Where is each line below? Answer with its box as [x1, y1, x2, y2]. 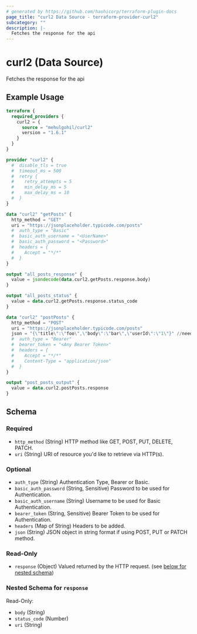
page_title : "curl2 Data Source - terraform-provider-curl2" [6, 14, 159, 20]
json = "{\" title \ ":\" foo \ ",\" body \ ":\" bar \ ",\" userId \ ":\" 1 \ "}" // [11, 331, 182, 337]
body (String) [14, 609, 45, 616]
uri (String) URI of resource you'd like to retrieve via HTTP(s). [14, 450, 164, 457]
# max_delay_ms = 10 [11, 190, 69, 196]
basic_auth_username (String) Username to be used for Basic [14, 497, 161, 504]
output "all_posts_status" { [6, 293, 77, 299]
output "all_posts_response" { [6, 271, 83, 277]
